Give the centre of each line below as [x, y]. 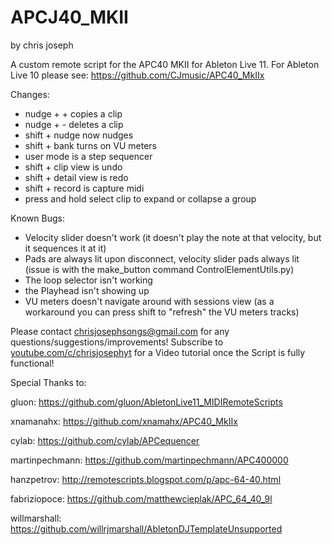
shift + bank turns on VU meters [90, 145]
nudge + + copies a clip [73, 113]
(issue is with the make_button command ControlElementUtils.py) [159, 269]
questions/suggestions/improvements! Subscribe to [117, 342]
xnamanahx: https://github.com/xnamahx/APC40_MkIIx [124, 421]
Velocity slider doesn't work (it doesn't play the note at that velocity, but [173, 237]
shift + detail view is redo [76, 177]
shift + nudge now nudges [79, 135]
